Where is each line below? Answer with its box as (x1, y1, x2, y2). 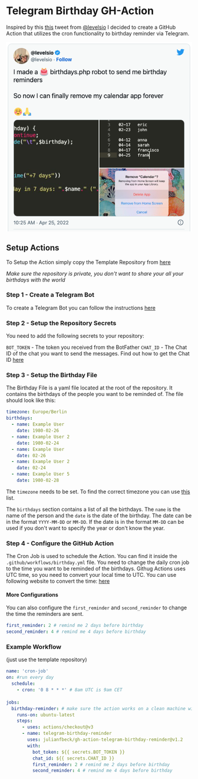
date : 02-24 (16, 465, 46, 471)
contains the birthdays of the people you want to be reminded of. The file (6, 391, 184, 398)
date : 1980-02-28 (16, 477, 60, 484)
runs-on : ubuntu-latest (16, 712, 75, 718)
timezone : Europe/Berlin (6, 409, 67, 415)
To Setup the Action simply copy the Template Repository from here (6, 258, 171, 266)
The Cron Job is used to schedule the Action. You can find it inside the (6, 553, 178, 560)
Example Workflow (6, 643, 62, 651)
